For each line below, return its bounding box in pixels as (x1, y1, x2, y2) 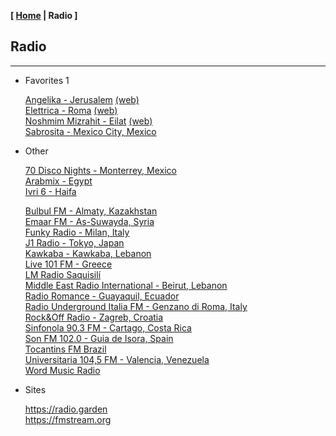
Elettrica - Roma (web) (24, 104, 118, 116)
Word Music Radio (24, 364, 101, 376)
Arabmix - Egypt (24, 175, 93, 187)
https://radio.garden (24, 403, 108, 415)
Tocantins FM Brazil (24, 343, 107, 355)
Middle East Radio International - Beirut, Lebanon (24, 279, 228, 291)
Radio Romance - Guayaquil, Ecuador (24, 290, 180, 302)
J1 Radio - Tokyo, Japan (24, 236, 125, 249)
